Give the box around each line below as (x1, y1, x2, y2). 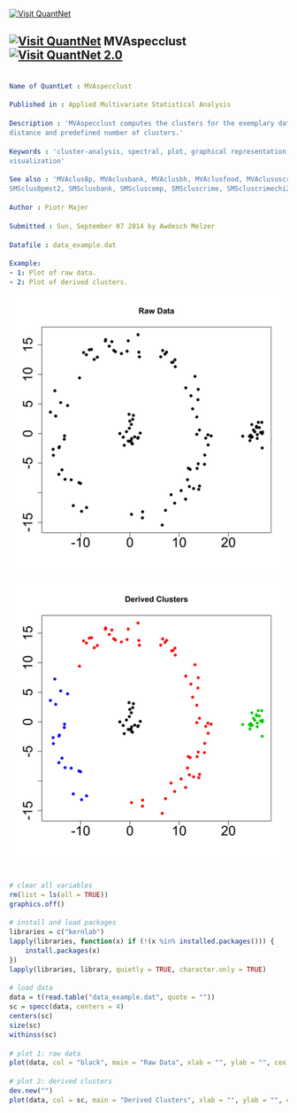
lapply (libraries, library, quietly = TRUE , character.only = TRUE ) (9, 965, 267, 974)
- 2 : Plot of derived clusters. (9, 278, 128, 287)
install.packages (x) (25, 946, 101, 955)
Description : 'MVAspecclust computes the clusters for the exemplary (9, 120, 275, 128)
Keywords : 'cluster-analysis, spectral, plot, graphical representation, (9, 147, 291, 156)
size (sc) (9, 1021, 42, 1030)
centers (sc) (9, 1012, 53, 1021)
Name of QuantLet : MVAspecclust (9, 81, 133, 90)
